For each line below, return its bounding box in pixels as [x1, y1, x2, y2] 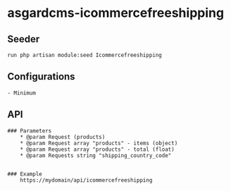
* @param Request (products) [20, 133, 106, 140]
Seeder [7, 33, 40, 45]
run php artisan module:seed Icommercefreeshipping [7, 51, 162, 58]
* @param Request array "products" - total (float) [20, 146, 175, 153]
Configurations [7, 70, 75, 82]
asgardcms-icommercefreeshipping [7, 5, 224, 21]
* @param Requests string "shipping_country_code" [20, 152, 172, 159]
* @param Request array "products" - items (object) [20, 140, 178, 147]
